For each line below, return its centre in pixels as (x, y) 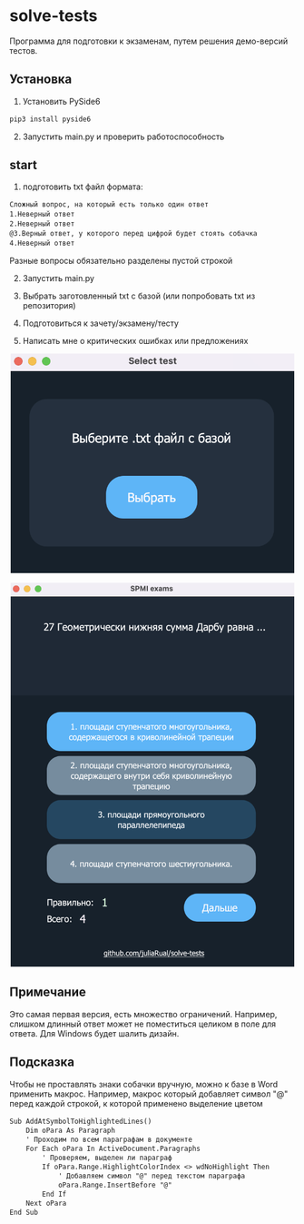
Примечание (48, 992)
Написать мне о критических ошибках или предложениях (135, 340)
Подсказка (42, 1062)
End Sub (24, 1212)
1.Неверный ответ (42, 215)
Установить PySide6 (61, 101)
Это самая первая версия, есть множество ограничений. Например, (143, 1014)
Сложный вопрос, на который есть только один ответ (109, 205)
